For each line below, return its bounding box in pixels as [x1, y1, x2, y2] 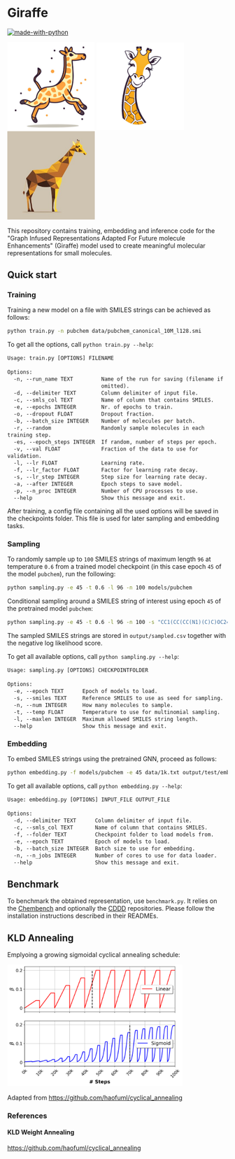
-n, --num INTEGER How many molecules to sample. [13, 702, 173, 709]
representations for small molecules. [7, 248, 113, 257]
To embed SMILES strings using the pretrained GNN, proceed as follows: [7, 755, 217, 763]
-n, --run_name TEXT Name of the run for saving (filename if [13, 376, 224, 383]
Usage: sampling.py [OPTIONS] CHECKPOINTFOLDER [7, 667, 149, 674]
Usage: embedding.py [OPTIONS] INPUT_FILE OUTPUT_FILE [7, 796, 171, 804]
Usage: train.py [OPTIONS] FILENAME [7, 355, 114, 362]
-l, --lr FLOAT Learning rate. [13, 460, 145, 467]
